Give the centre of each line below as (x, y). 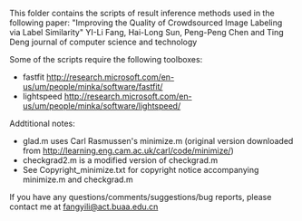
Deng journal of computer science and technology (103, 42)
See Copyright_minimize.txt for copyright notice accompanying (141, 170)
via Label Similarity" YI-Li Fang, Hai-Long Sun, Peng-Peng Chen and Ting (146, 32)
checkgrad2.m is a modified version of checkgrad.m (120, 160)
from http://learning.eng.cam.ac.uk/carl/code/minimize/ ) (128, 150)
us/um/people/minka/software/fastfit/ (93, 86)
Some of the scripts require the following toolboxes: (106, 59)
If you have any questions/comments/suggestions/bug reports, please (141, 197)
